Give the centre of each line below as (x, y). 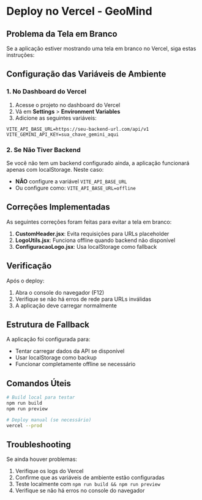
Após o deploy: (25, 281)
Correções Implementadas (58, 207)
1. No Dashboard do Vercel (47, 92)
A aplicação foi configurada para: (48, 339)
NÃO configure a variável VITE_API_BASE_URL (71, 181)
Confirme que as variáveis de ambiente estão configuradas (90, 477)
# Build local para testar (41, 398)
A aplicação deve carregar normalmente (66, 305)
